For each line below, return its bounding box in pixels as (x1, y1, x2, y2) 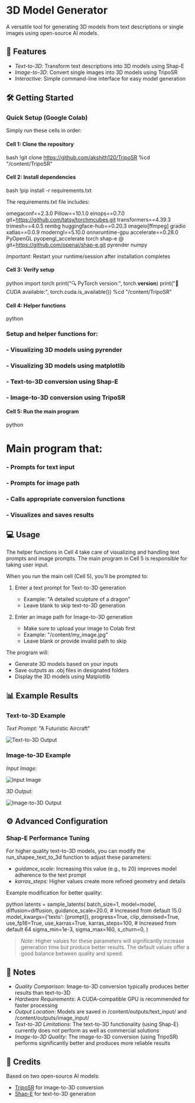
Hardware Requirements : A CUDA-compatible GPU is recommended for (14, 996, 190, 1003)
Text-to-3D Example (6, 711, 66, 720)
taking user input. (6, 561, 49, 568)
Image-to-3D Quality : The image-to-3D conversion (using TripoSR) (14, 1033, 178, 1040)
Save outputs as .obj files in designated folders (14, 666, 129, 674)
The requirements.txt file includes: (6, 198, 90, 205)
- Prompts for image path (6, 479, 80, 488)
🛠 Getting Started (6, 93, 74, 103)
